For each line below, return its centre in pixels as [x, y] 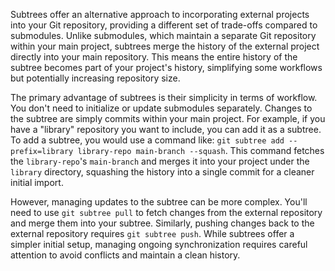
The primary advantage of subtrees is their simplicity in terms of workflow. [164, 97]
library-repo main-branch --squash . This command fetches [201, 150]
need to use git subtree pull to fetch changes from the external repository [166, 212]
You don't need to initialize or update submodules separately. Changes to [161, 108]
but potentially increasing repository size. [95, 78]
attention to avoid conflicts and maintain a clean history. [125, 255]
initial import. [37, 182]
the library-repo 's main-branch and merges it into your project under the [160, 161]
